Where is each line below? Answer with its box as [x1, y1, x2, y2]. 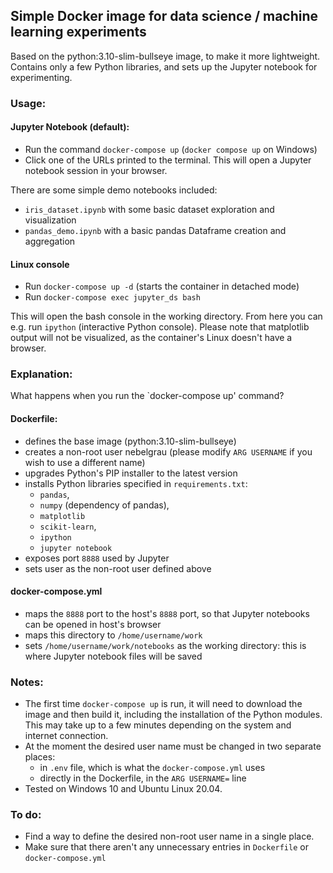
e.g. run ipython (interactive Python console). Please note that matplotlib [10, 321, 310, 333]
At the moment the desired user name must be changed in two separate [24, 740, 322, 753]
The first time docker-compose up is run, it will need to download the [24, 698, 303, 710]
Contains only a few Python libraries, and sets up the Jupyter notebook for [10, 60, 318, 73]
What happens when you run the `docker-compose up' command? [10, 390, 285, 402]
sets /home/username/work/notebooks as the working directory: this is [24, 639, 307, 651]
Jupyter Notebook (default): [10, 121, 130, 133]
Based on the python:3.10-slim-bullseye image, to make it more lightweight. [10, 50, 321, 62]
